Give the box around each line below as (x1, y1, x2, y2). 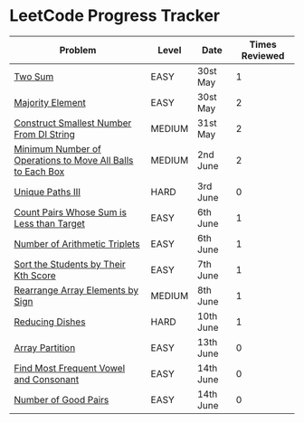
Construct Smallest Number (14, 117, 132, 129)
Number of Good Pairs (14, 393, 109, 406)
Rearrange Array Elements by (14, 284, 138, 296)
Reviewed (241, 49, 285, 61)
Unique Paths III (14, 185, 81, 198)
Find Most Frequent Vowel (14, 362, 126, 374)
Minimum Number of (14, 142, 101, 155)
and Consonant (14, 372, 80, 385)
